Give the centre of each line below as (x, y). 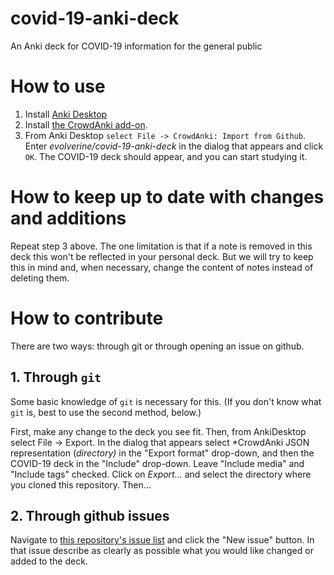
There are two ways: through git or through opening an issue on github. (157, 346)
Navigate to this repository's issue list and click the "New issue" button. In (162, 540)
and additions (68, 218)
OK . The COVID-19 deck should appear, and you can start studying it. (166, 156)
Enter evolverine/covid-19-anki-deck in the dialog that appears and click (174, 146)
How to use (58, 86)
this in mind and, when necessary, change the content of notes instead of (162, 267)
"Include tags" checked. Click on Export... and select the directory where (161, 474)
